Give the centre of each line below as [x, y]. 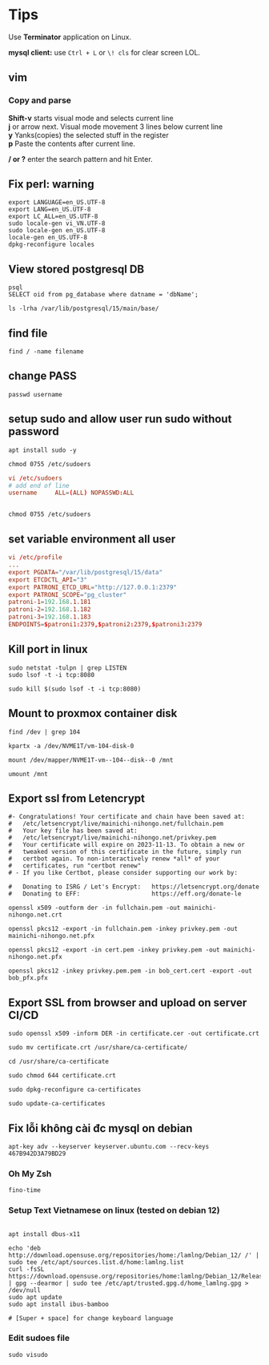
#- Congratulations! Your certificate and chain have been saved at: [127, 817]
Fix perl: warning [51, 185]
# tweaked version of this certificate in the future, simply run [125, 852]
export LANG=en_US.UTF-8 [50, 210]
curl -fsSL [26, 1269]
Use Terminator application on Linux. [70, 37]
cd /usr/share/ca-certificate [59, 1062]
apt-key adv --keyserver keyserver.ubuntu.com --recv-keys [109, 1146]
